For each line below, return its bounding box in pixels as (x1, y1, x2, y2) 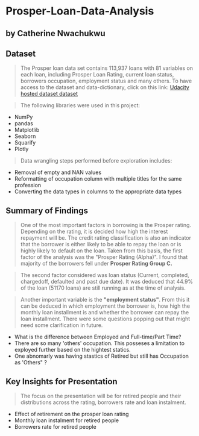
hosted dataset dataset (20, 90, 78, 98)
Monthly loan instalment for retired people (14, 417, 119, 424)
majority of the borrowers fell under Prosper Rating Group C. (20, 260, 172, 267)
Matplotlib (14, 126, 40, 134)
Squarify (14, 139, 36, 146)
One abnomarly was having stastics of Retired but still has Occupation (14, 352, 189, 360)
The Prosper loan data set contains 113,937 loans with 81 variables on (20, 64, 194, 72)
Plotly (14, 146, 29, 153)
